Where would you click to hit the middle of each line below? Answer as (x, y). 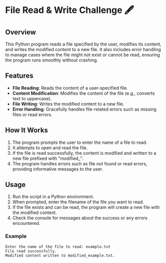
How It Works (27, 130)
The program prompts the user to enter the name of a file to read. (80, 142)
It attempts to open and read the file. (50, 148)
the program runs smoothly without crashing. (52, 60)
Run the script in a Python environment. (53, 197)
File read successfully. (31, 251)
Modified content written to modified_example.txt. (60, 255)
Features (19, 76)
